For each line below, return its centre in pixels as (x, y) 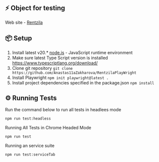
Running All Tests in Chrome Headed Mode (48, 128)
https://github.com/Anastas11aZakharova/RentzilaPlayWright (74, 73)
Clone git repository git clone (42, 68)
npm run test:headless (28, 119)
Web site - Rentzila (24, 22)
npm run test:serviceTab (30, 155)
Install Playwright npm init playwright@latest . (60, 78)
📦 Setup (19, 38)
